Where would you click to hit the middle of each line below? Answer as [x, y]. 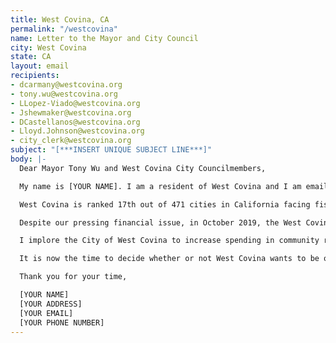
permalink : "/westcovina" [64, 29]
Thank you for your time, [73, 277]
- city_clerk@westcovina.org [71, 141]
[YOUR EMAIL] [46, 313]
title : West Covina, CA [60, 19]
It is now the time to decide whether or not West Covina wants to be [169, 259]
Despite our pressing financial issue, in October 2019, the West [160, 222]
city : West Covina [48, 47]
